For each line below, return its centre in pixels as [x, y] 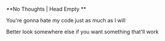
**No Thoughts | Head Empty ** [46, 9]
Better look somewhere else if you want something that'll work [82, 32]
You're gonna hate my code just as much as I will [66, 20]
